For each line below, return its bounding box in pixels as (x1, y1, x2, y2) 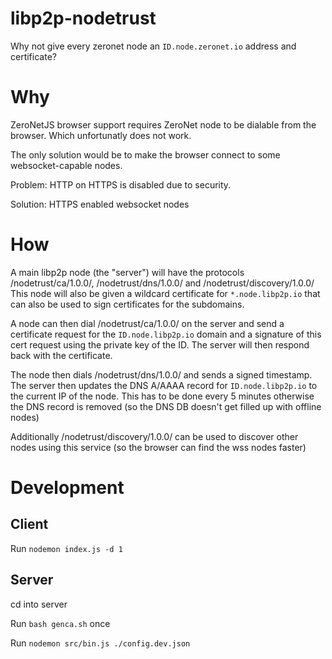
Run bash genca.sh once (10, 617, 111, 629)
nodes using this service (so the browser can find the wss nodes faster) (10, 441, 307, 453)
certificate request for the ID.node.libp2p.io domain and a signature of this (10, 328, 322, 340)
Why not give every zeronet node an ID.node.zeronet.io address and (10, 40, 297, 52)
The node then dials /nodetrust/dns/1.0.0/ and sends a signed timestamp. (10, 368, 313, 381)
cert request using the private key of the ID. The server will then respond (10, 338, 310, 351)
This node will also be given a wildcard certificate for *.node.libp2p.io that (10, 287, 321, 299)
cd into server (10, 598, 68, 610)
